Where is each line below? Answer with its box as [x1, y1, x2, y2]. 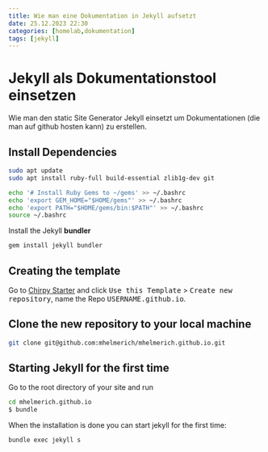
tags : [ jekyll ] [8, 34, 60, 43]
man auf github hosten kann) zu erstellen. [8, 122, 147, 132]
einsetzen [8, 87, 77, 105]
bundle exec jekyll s [8, 436, 82, 445]
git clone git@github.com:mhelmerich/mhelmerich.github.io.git [8, 339, 226, 347]
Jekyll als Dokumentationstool [8, 70, 216, 87]
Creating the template [8, 264, 121, 277]
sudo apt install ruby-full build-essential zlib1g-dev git [8, 174, 216, 182]
